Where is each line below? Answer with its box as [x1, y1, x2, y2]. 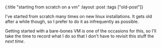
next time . [5, 38, 25, 44]
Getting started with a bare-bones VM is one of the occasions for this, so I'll [5, 28, 157, 33]
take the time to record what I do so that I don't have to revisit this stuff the [5, 33, 154, 39]
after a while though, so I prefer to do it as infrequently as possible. [5, 19, 139, 24]
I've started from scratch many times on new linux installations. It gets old [5, 14, 152, 19]
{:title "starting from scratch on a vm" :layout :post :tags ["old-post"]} [5, 4, 144, 10]
